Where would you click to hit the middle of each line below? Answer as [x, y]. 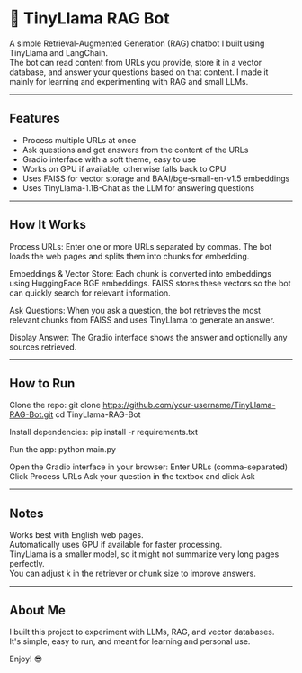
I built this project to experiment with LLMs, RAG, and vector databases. [142, 632]
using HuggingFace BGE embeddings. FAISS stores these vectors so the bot [150, 283]
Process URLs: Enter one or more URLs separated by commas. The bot [141, 246]
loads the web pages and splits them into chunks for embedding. [129, 256]
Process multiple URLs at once [79, 140]
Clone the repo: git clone [55, 405]
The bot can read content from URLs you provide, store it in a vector [136, 62]
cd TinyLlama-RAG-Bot [98, 414]
